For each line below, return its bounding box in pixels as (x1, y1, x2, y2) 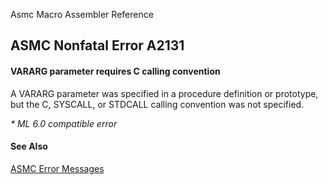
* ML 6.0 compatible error (10, 117, 118, 129)
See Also (10, 140, 48, 153)
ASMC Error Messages (10, 162, 105, 174)
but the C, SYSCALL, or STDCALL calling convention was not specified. (10, 98, 305, 110)
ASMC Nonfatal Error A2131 (10, 37, 185, 54)
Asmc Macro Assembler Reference (10, 9, 154, 20)
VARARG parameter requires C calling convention (10, 65, 221, 77)
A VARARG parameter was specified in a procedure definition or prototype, (10, 87, 319, 99)
